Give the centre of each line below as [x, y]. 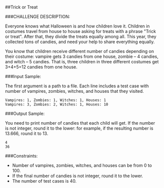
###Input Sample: [23, 76]
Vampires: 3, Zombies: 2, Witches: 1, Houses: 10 [57, 105]
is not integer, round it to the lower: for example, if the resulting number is [79, 128]
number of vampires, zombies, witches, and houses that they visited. [74, 91]
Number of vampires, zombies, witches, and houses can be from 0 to [82, 165]
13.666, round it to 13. [27, 134]
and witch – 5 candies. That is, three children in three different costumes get [82, 62]
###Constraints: [22, 156]
